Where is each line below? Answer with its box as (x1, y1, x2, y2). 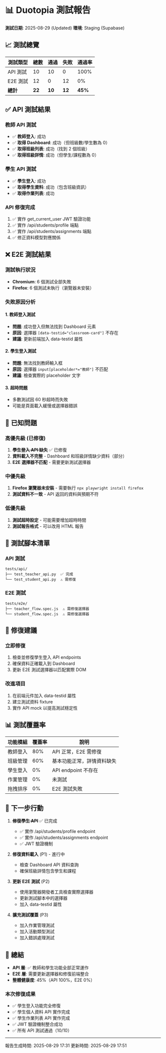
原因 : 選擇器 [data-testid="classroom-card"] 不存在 (12, 329, 119, 335)
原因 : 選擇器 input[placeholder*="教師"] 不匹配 (12, 366, 108, 372)
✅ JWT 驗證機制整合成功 (12, 1021, 63, 1027)
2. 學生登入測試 (5, 348, 37, 354)
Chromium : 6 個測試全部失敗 (12, 278, 72, 284)
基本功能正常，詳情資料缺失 (52, 758, 117, 765)
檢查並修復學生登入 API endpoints (12, 654, 82, 660)
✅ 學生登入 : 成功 (12, 178, 46, 183)
